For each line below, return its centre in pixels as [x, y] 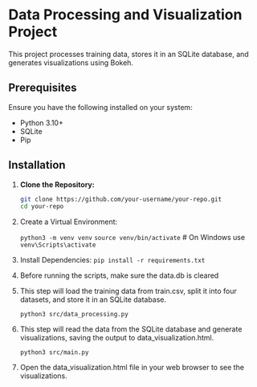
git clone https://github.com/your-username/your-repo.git [121, 199]
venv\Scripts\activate [58, 245]
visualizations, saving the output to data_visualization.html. [117, 338]
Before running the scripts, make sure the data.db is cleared [119, 275]
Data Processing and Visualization [125, 15]
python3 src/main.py [54, 352]
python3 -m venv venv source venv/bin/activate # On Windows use [133, 238]
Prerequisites [43, 88]
